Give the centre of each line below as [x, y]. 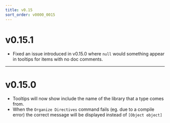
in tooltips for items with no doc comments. [58, 59]
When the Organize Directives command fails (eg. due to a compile [83, 109]
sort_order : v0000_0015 [30, 15]
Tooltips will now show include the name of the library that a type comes [88, 99]
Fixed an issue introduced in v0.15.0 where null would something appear [89, 54]
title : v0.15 [19, 10]
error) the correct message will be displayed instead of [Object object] [88, 115]
